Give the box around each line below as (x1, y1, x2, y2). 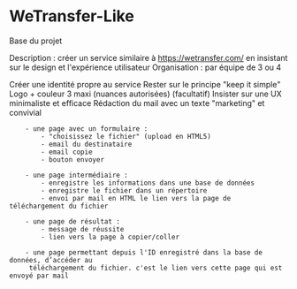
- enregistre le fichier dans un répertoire (41, 186, 208, 195)
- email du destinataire (41, 140, 133, 148)
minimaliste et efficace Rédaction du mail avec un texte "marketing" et (9, 97, 265, 108)
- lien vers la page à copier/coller (41, 232, 179, 241)
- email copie (41, 148, 93, 156)
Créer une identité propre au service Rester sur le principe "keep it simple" (9, 79, 281, 89)
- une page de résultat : (25, 217, 121, 226)
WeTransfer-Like (9, 6, 135, 27)
